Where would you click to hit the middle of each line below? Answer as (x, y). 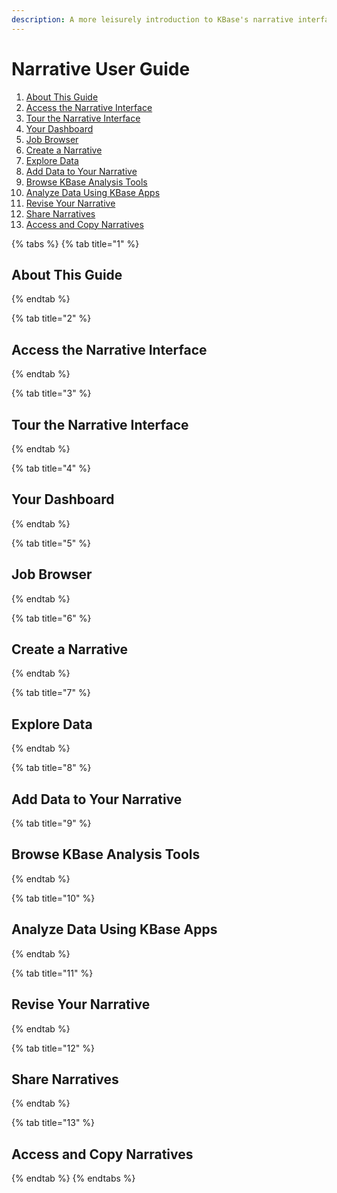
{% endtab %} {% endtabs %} (73, 1178)
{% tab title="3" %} (51, 393)
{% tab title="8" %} (51, 768)
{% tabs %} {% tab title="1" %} (75, 243)
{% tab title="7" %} (51, 693)
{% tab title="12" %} (53, 1048)
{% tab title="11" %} (52, 973)
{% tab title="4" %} (51, 468)
